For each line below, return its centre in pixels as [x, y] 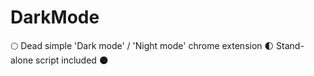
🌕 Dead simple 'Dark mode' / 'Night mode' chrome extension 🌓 [142, 45]
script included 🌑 [72, 60]
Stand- [290, 45]
